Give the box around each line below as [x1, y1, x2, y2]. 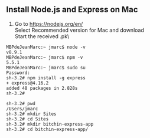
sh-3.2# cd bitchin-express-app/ [6, 126, 89, 132]
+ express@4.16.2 [6, 80, 49, 86]
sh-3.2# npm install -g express [6, 75, 86, 81]
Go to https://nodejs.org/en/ [14, 20, 83, 27]
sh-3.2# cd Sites [6, 116, 49, 122]
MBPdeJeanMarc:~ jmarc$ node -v [6, 44, 86, 50]
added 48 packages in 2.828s [6, 85, 78, 91]
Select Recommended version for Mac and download [14, 26, 145, 33]
